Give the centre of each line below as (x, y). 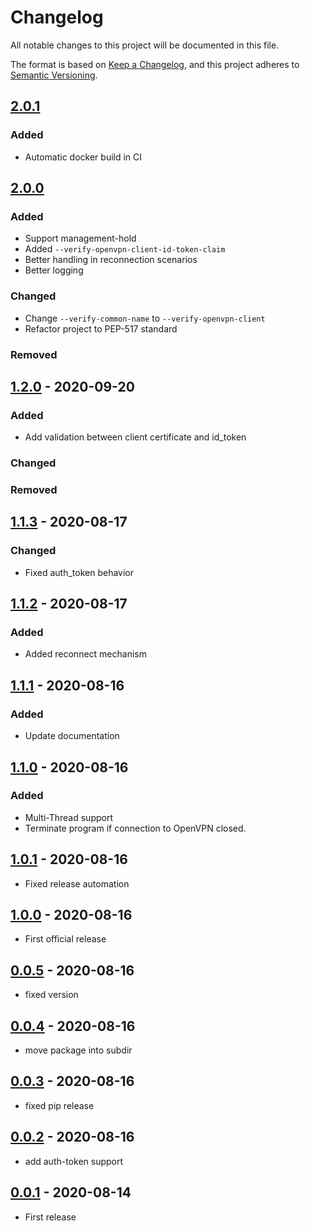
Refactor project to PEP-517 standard (101, 328)
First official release (65, 939)
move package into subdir (78, 1050)
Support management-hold (80, 238)
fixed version (51, 995)
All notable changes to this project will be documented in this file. (145, 45)
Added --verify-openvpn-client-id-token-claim (125, 249)
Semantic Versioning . (54, 75)
